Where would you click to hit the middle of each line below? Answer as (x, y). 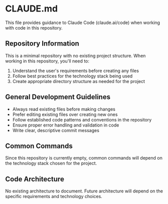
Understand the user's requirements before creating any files (76, 70)
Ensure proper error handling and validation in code (66, 125)
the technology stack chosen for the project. (51, 163)
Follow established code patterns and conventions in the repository (82, 119)
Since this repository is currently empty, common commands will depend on (84, 158)
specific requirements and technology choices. (54, 196)
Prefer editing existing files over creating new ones (65, 114)
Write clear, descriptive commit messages (56, 130)
